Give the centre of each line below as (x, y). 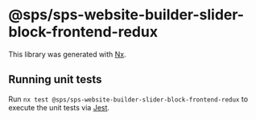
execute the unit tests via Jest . (59, 107)
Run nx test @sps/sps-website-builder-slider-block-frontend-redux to (128, 99)
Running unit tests (55, 79)
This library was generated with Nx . (67, 54)
